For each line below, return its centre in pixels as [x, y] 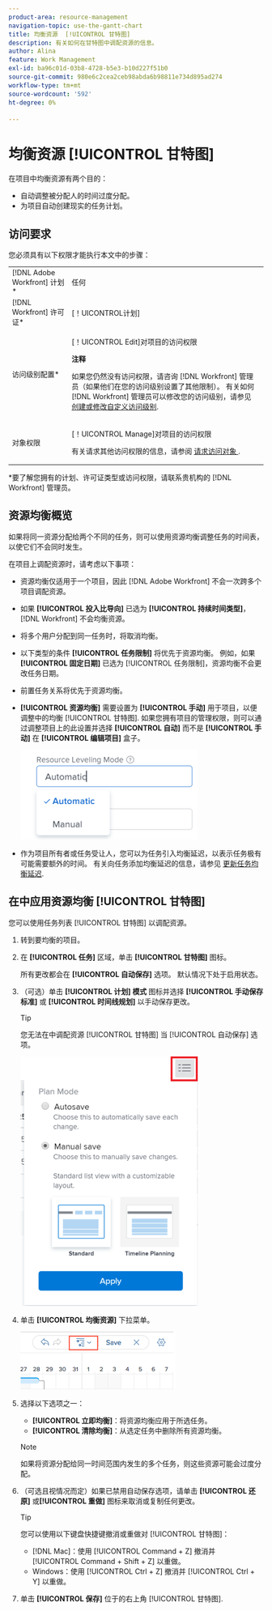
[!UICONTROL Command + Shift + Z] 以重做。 [108, 1561]
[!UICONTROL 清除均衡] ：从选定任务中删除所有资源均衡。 [129, 1430]
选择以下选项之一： [52, 1403]
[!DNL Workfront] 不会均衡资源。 [74, 618]
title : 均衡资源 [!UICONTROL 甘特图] [70, 34]
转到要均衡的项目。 [52, 940]
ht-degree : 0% [32, 102]
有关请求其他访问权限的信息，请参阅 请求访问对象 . [156, 451]
